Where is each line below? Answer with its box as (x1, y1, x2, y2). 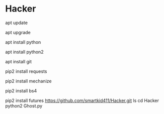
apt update (5, 20, 28, 26)
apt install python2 (5, 49, 44, 55)
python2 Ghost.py (5, 102, 43, 108)
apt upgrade (5, 29, 31, 35)
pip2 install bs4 (5, 87, 37, 93)
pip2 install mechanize (5, 78, 52, 84)
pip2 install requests (5, 68, 47, 74)
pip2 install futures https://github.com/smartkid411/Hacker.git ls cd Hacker (5, 97, 159, 103)
